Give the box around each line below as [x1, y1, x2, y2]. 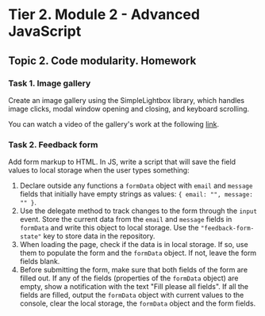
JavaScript [8, 22, 82, 40]
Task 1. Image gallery [8, 78, 91, 89]
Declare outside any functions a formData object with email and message [19, 181, 253, 191]
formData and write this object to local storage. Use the [19, 223, 199, 233]
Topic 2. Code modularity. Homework [8, 54, 197, 67]
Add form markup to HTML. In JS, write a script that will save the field [8, 157, 236, 167]
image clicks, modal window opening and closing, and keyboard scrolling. [8, 104, 250, 113]
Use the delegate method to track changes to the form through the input [19, 206, 258, 215]
